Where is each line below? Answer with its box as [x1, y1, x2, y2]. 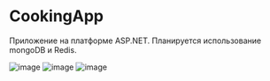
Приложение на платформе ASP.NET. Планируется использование [9, 35, 262, 46]
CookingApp [9, 6, 104, 26]
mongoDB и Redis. [9, 44, 77, 55]
